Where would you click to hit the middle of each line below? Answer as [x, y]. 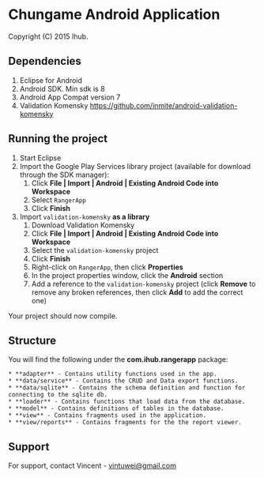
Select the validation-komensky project [95, 250]
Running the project [58, 139]
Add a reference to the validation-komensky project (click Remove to [143, 284]
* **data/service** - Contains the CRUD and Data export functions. [123, 381]
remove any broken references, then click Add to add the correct [137, 292]
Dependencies [45, 61]
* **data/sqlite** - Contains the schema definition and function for [127, 388]
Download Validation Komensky [83, 225]
